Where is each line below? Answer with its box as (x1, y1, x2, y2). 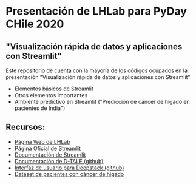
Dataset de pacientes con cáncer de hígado (14, 170, 124, 177)
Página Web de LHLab (14, 138, 70, 145)
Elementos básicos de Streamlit (14, 85, 93, 92)
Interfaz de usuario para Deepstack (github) (14, 164, 124, 171)
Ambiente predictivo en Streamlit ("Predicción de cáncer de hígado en (14, 98, 191, 105)
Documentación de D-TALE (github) (14, 157, 104, 165)
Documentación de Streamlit (14, 151, 86, 158)
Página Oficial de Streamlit (14, 145, 81, 152)
